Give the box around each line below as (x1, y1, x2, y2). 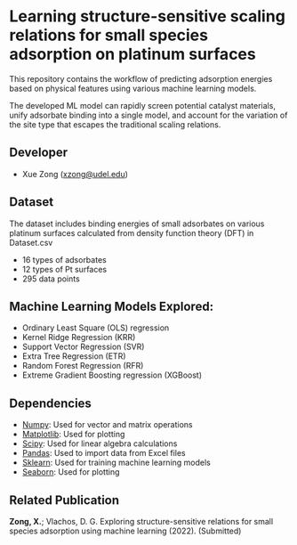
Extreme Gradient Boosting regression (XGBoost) (21, 370, 203, 380)
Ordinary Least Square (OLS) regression (21, 322, 170, 333)
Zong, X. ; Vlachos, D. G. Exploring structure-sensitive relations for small (9, 517, 274, 526)
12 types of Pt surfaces (21, 264, 108, 274)
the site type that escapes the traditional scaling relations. (9, 118, 221, 130)
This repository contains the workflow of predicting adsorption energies (9, 73, 273, 84)
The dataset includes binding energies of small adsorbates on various (9, 218, 265, 229)
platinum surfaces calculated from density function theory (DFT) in (9, 227, 254, 238)
